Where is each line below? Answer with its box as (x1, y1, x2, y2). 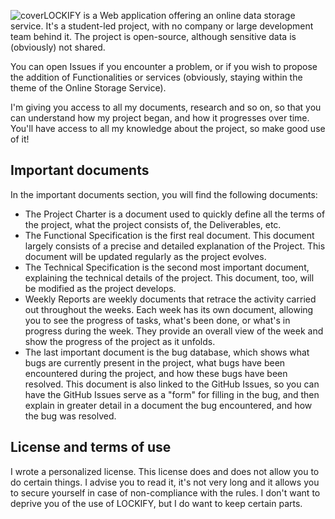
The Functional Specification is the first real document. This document (24, 229, 315, 241)
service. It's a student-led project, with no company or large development (10, 20, 314, 32)
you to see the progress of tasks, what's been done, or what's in (24, 314, 291, 326)
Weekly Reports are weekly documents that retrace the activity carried (24, 293, 317, 305)
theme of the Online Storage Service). (10, 82, 167, 94)
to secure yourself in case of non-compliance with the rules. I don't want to (10, 486, 321, 499)
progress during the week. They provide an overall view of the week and (24, 325, 324, 337)
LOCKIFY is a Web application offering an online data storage (43, 10, 296, 21)
